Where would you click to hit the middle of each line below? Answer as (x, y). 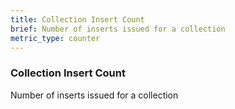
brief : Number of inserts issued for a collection (118, 29)
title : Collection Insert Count (77, 19)
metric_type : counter (55, 38)
